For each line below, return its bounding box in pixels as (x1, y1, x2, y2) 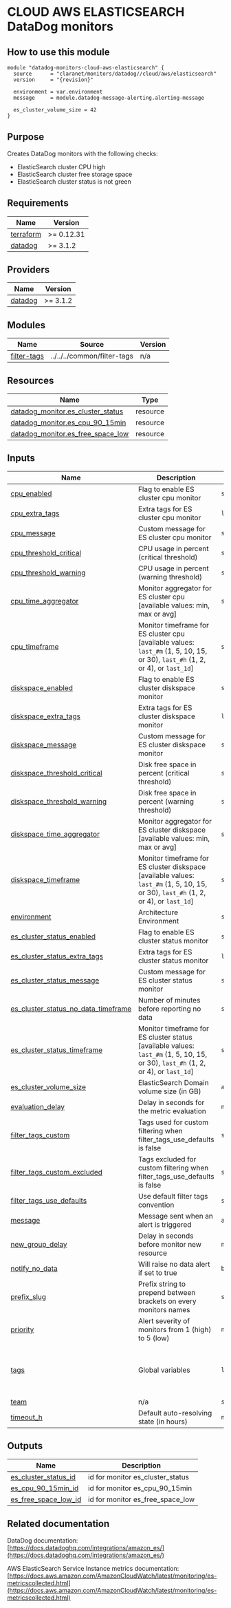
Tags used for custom (137, 1117, 209, 1127)
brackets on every (137, 1296, 197, 1306)
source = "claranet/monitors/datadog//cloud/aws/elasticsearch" (13, 70, 217, 77)
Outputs (7, 1440, 43, 1452)
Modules (7, 319, 46, 331)
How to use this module (7, 46, 110, 58)
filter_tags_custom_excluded (10, 1167, 103, 1177)
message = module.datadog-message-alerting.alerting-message (13, 94, 205, 101)
